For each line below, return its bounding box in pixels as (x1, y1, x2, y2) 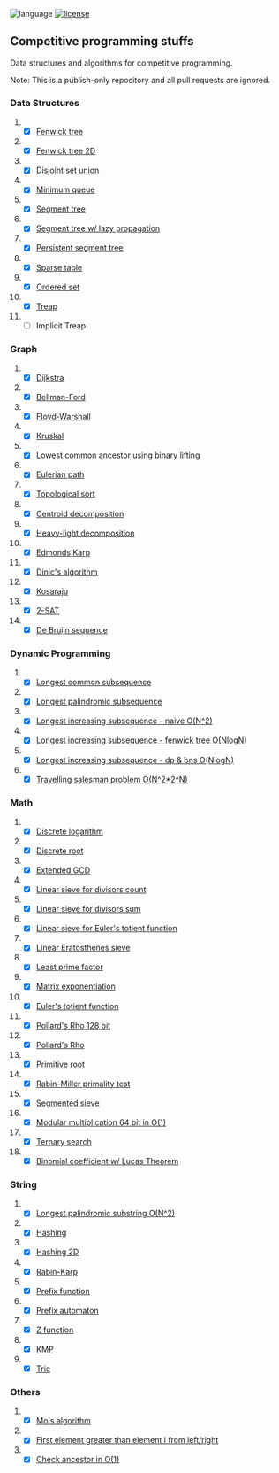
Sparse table (35, 262, 83, 273)
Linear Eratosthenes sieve (35, 943, 131, 953)
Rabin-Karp (35, 1266, 79, 1276)
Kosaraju (35, 585, 69, 597)
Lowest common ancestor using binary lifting (35, 450, 200, 460)
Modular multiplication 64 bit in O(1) (35, 1116, 167, 1128)
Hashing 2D (35, 1246, 79, 1257)
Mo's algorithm (35, 1415, 92, 1426)
